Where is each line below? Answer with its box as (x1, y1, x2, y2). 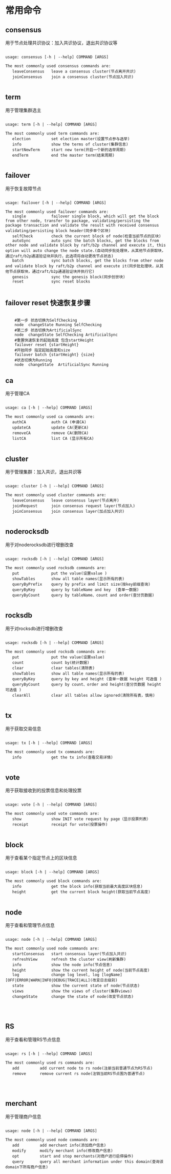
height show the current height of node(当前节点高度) (12, 967, 150, 973)
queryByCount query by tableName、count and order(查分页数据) (12, 592, 155, 598)
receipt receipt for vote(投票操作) (12, 822, 108, 827)
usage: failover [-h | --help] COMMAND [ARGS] (5, 200, 106, 206)
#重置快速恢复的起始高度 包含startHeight (14, 338, 94, 343)
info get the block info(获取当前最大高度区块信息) (12, 884, 143, 889)
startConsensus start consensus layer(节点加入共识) (12, 951, 127, 956)
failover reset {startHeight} (14, 342, 79, 347)
